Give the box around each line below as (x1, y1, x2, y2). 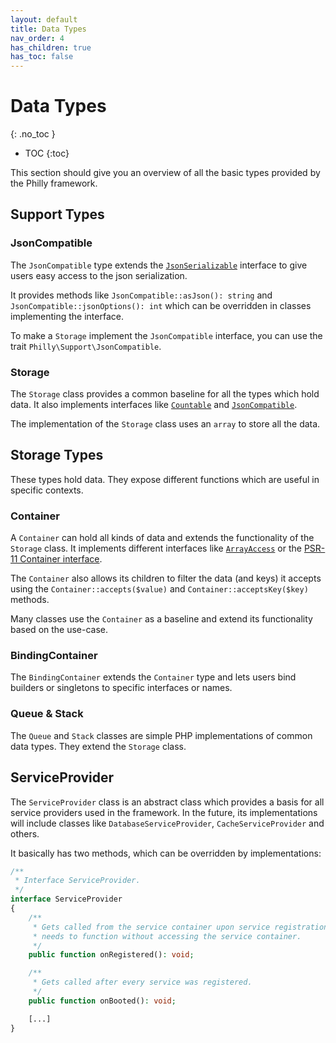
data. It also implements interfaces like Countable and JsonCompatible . (10, 399, 298, 411)
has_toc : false (10, 52, 74, 62)
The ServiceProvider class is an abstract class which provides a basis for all (10, 796, 325, 808)
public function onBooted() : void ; (28, 996, 177, 1006)
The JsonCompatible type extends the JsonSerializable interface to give (10, 259, 308, 271)
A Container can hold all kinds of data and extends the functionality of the (10, 532, 315, 544)
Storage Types (10, 447, 104, 464)
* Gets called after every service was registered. (32, 977, 253, 988)
